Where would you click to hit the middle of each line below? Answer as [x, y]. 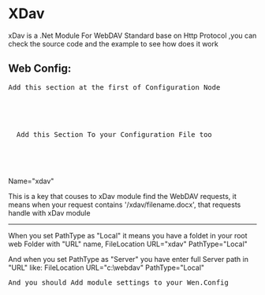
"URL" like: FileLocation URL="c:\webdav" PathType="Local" [106, 267]
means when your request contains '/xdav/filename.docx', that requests [125, 205]
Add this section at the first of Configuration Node [114, 87]
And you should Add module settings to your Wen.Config [118, 282]
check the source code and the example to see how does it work [113, 43]
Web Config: [40, 69]
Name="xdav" [31, 181]
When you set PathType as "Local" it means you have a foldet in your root [128, 235]
